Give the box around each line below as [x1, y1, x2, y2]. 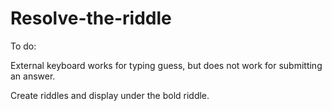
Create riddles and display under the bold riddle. [10, 89, 210, 101]
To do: [10, 40, 37, 52]
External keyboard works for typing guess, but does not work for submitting [10, 59, 323, 71]
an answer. [10, 70, 56, 82]
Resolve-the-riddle [10, 7, 172, 30]
